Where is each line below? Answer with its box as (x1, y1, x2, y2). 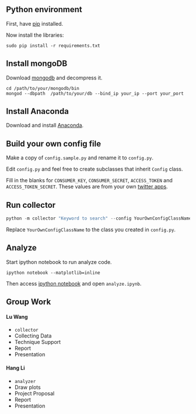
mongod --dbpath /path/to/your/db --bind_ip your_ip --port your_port (6, 91, 184, 96)
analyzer (14, 378, 36, 384)
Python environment (6, 5, 83, 15)
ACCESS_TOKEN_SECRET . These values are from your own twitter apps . (6, 183, 168, 190)
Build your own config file (6, 138, 101, 148)
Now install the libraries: (6, 32, 64, 39)
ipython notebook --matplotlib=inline (6, 270, 100, 276)
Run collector (6, 200, 56, 210)
